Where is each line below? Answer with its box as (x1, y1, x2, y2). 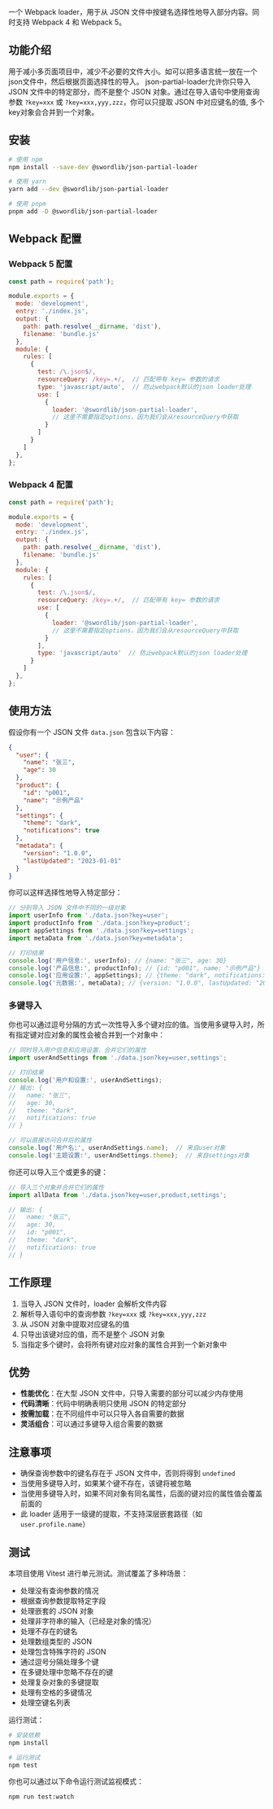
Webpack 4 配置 (8, 479, 73, 491)
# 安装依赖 (8, 1731, 41, 1739)
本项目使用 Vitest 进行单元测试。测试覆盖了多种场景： (8, 1568, 188, 1578)
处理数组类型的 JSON (19, 1636, 92, 1646)
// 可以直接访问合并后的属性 (8, 1136, 93, 1145)
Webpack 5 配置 (8, 259, 73, 270)
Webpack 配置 (8, 232, 82, 246)
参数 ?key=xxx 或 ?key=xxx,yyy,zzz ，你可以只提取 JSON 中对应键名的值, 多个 (8, 97, 265, 107)
